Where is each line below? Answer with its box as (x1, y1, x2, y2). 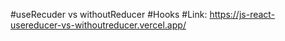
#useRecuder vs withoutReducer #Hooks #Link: (10, 9, 208, 20)
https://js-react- (209, 9, 276, 20)
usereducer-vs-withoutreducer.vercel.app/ (10, 19, 187, 31)
